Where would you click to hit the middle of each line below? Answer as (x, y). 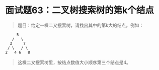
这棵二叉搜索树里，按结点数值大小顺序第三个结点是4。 (74, 62)
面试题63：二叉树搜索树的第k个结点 (80, 10)
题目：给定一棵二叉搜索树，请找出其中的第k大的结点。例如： (81, 25)
